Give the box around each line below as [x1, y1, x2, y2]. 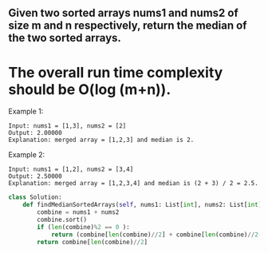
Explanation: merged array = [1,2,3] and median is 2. [8, 136, 195, 144]
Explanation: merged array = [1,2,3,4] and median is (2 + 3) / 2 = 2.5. [8, 180, 259, 188]
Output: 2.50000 [8, 172, 62, 180]
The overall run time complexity [8, 63, 223, 81]
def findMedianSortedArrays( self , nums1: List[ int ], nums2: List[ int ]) [22, 201, 266, 209]
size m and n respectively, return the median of [8, 19, 247, 33]
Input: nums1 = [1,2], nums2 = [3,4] [8, 165, 134, 174]
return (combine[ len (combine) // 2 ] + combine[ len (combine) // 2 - [50, 231, 262, 239]
